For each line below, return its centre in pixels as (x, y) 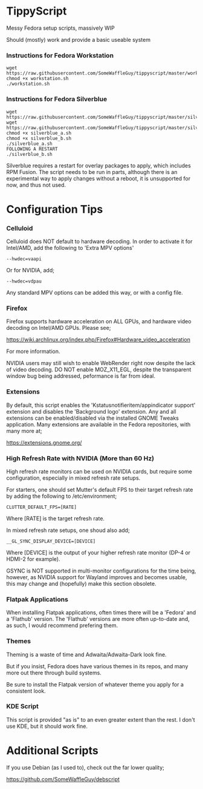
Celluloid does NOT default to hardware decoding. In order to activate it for (99, 241)
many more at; (24, 431)
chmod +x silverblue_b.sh (39, 138)
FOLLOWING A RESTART (32, 149)
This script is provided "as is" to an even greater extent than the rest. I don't (101, 719)
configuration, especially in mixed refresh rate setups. (73, 478)
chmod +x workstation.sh (37, 79)
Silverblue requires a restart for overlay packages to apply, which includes (99, 166)
